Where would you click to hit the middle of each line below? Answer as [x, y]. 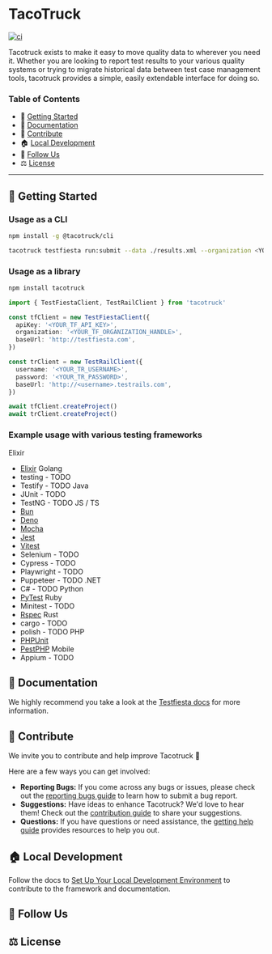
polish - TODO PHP [52, 631]
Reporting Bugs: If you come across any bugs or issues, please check [138, 787]
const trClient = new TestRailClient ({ [76, 362]
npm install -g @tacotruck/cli [61, 235]
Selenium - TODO [49, 554]
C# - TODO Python [51, 588]
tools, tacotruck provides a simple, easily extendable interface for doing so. [134, 78]
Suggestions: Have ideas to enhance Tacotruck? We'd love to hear [132, 804]
